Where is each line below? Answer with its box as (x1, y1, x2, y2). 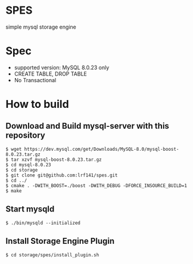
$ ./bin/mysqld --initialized (5, 220, 81, 226)
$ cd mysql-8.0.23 (5, 161, 51, 167)
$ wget (5, 146, 22, 152)
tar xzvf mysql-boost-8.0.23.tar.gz (11, 156, 102, 163)
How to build (5, 98, 69, 111)
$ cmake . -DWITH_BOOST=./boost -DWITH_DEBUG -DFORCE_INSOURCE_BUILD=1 (5, 182, 187, 188)
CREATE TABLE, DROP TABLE (14, 70, 87, 77)
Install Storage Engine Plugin (5, 236, 115, 246)
